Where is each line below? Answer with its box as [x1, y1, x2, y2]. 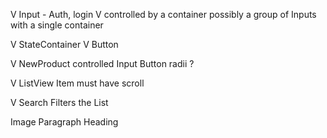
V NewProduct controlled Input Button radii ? [10, 58, 195, 69]
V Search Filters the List [10, 97, 109, 108]
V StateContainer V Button [10, 39, 119, 50]
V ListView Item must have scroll [10, 77, 145, 89]
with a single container [10, 19, 104, 31]
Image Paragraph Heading [10, 116, 119, 128]
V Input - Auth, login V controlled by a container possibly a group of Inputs [10, 9, 317, 20]
